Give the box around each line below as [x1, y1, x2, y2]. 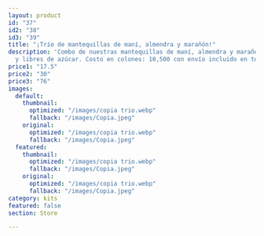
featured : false [8, 201, 61, 209]
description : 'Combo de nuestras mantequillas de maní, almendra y [8, 48, 234, 56]
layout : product [8, 11, 61, 20]
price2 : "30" [8, 70, 51, 78]
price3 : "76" [8, 77, 51, 85]
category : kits [8, 194, 58, 202]
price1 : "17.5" [8, 63, 58, 71]
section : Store [8, 209, 58, 217]
